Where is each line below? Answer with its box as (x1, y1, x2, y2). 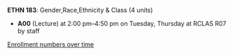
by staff (17, 27, 40, 35)
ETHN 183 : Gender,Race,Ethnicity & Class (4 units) (7, 6, 153, 14)
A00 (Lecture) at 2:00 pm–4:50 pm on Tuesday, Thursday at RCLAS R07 (17, 19, 227, 27)
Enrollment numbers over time (7, 40, 94, 48)
